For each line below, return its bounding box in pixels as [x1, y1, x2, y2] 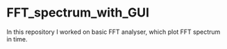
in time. [6, 35, 28, 43]
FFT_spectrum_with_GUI [6, 5, 150, 21]
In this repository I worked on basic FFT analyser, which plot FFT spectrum [6, 28, 221, 36]
